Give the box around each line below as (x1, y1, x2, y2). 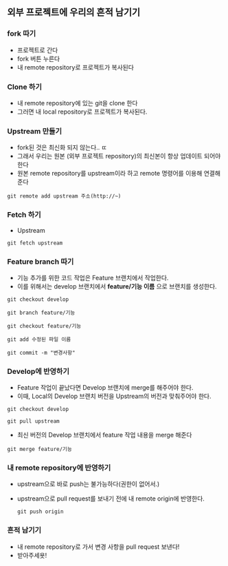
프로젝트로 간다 (16, 45, 58, 54)
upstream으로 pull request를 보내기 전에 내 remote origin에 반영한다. (16, 494, 205, 503)
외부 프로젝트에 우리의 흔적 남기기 (7, 6, 141, 19)
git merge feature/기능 (7, 446, 72, 453)
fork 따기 (7, 29, 36, 39)
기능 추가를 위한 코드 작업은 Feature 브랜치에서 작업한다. (16, 273, 169, 282)
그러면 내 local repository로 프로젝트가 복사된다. (16, 107, 148, 116)
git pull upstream (7, 418, 60, 425)
